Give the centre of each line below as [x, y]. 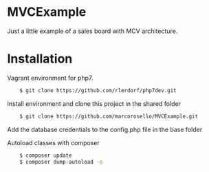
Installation [40, 59]
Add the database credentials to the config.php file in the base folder [105, 129]
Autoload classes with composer [53, 142]
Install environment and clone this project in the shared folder [94, 103]
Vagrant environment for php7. [50, 78]
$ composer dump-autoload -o [61, 162]
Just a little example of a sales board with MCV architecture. [92, 31]
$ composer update [46, 155]
